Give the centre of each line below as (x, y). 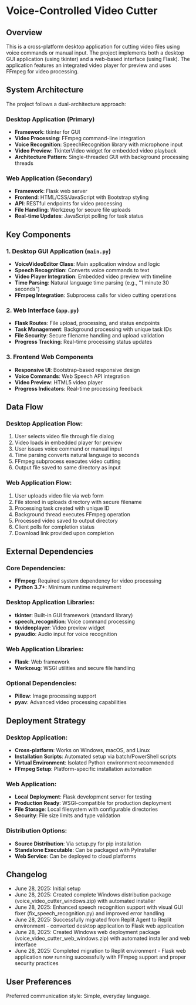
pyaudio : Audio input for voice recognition (66, 634)
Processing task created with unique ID (62, 508)
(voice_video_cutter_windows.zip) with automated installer (85, 901)
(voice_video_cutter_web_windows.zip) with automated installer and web (102, 938)
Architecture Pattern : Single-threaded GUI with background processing (102, 157)
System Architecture (45, 90)
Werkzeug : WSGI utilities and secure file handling (75, 668)
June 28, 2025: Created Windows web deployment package (87, 932)
